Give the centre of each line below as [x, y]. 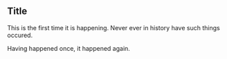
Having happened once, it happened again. [69, 48]
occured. [20, 35]
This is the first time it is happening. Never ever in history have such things [113, 27]
